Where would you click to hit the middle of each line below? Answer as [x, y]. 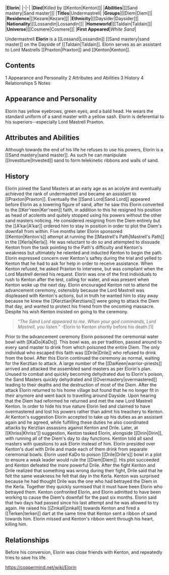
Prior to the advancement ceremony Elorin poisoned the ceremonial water [82, 337]
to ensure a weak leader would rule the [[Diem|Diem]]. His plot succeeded [82, 460]
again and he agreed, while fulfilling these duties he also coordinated [77, 422]
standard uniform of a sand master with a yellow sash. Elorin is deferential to [85, 117]
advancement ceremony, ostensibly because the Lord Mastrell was [75, 291]
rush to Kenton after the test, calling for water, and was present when [77, 279]
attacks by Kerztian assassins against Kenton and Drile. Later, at [72, 428]
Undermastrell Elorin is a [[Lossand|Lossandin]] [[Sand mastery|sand [77, 39]
